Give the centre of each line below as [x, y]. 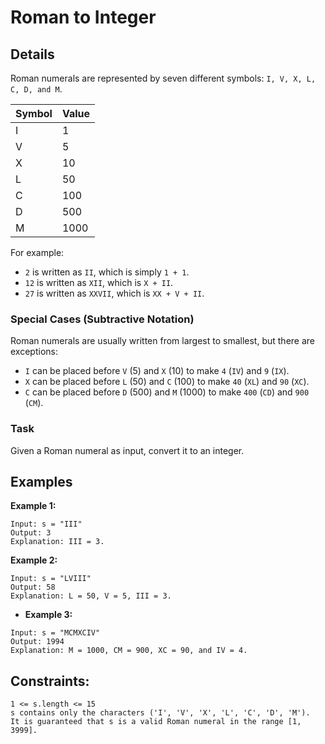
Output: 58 [33, 587]
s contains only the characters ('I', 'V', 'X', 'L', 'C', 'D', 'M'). [160, 713]
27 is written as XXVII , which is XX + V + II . [114, 293]
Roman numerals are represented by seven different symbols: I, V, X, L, [163, 78]
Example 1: [33, 506]
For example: [37, 252]
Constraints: [50, 681]
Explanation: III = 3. [57, 542]
